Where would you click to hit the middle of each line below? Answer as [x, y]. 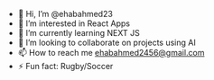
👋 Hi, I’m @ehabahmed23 [65, 14]
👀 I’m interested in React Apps [74, 23]
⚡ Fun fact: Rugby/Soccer [65, 66]
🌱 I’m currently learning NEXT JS [79, 33]
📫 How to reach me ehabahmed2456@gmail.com [111, 53]
